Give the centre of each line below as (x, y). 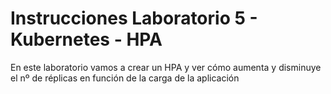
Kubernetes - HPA (86, 39)
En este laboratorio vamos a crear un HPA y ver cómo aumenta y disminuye (166, 67)
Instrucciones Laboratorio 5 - (134, 18)
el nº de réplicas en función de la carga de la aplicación (125, 78)
